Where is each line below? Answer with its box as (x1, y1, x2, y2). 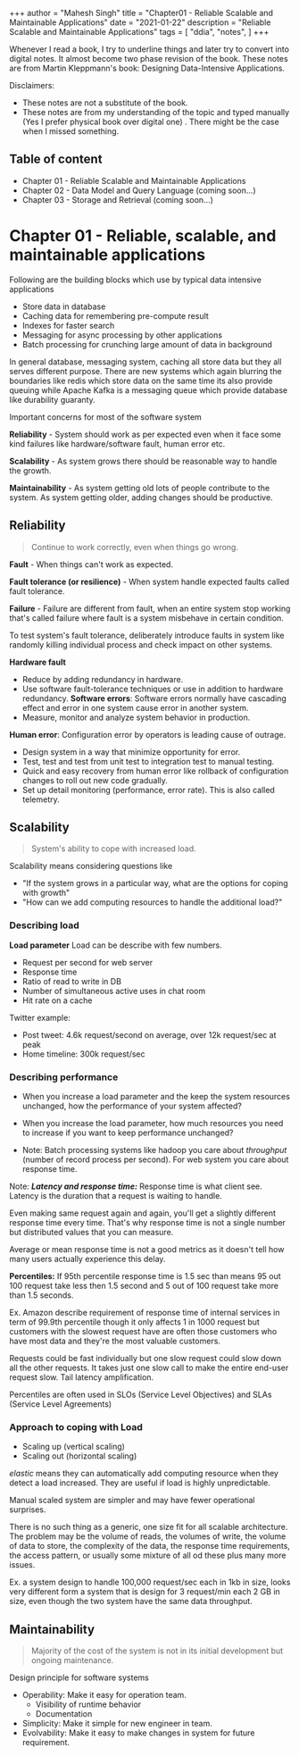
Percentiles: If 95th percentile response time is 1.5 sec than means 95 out (9, 1270, 281, 1281)
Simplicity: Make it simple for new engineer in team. (21, 1718, 212, 1729)
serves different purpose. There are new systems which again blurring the (9, 365, 283, 376)
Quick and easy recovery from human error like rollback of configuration (21, 765, 289, 776)
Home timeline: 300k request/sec (21, 1049, 145, 1059)
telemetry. (21, 794, 60, 805)
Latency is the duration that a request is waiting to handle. (9, 1190, 223, 1200)
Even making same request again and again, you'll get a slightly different (9, 1208, 277, 1218)
